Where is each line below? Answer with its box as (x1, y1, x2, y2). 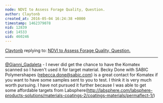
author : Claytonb (5, 12, 40, 17)
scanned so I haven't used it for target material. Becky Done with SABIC (5, 67, 148, 72)
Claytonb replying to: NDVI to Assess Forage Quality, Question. (5, 47, 131, 53)
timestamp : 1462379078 (5, 20, 51, 26)
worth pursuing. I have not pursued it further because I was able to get (5, 82, 147, 88)
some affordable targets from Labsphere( (5, 87, 88, 93)
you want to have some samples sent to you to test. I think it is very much (5, 77, 152, 83)
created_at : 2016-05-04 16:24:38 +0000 (5, 16, 86, 21)
